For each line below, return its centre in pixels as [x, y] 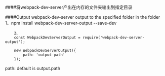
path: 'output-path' [44, 55]
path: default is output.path [33, 68]
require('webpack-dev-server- [113, 38]
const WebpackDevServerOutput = [47, 38]
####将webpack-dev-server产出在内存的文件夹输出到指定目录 [69, 7]
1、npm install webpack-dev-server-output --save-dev [61, 23]
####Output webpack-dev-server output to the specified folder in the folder [83, 17]
